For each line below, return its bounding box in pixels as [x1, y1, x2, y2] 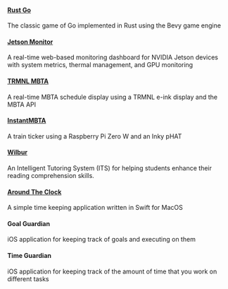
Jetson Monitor [7, 37, 53, 46]
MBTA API [7, 100, 37, 109]
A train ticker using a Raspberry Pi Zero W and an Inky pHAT [7, 131, 182, 141]
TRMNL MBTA [7, 77, 49, 85]
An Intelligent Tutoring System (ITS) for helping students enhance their [7, 164, 213, 172]
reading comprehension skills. [7, 172, 95, 180]
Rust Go [7, 6, 32, 14]
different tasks [7, 274, 49, 283]
